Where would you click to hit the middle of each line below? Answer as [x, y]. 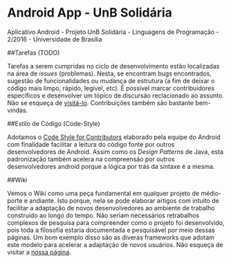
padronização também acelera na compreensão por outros [91, 159]
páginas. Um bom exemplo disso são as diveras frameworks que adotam [111, 237]
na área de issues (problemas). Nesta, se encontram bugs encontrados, [110, 73]
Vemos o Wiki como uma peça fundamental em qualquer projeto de [103, 193]
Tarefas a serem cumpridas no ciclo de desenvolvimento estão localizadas [113, 66]
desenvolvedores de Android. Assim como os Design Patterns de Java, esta [115, 152]
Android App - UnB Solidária [90, 13]
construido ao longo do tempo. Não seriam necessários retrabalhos [103, 215]
